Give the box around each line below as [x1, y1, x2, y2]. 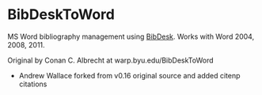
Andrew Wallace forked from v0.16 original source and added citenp [18, 70, 241, 80]
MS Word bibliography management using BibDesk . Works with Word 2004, [7, 32, 255, 41]
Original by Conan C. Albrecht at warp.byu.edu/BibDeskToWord [7, 55, 215, 65]
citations [18, 79, 47, 89]
